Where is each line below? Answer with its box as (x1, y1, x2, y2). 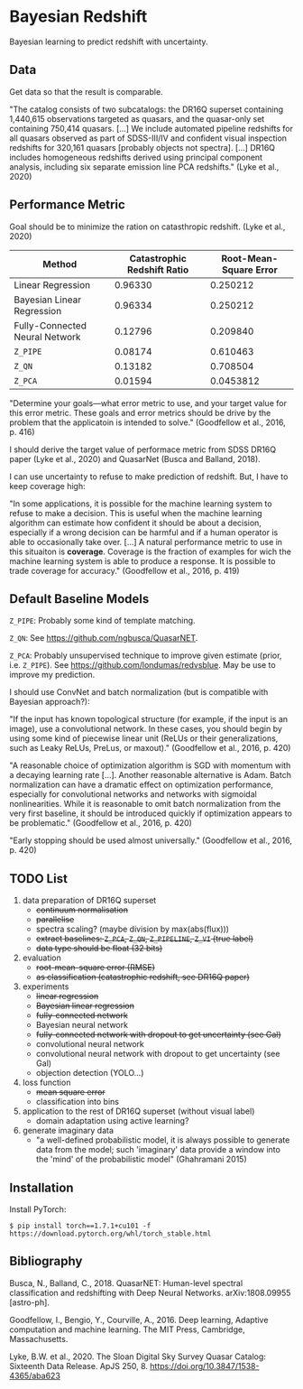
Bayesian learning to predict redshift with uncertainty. (9, 36, 209, 47)
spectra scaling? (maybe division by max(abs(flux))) (35, 923, 230, 935)
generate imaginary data (22, 1125, 115, 1136)
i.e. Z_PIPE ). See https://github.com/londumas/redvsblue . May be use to (9, 660, 277, 671)
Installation (9, 1180, 74, 1195)
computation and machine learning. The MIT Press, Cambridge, (9, 1324, 245, 1335)
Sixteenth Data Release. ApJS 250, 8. (9, 1360, 149, 1371)
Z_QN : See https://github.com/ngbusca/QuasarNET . (9, 633, 198, 644)
